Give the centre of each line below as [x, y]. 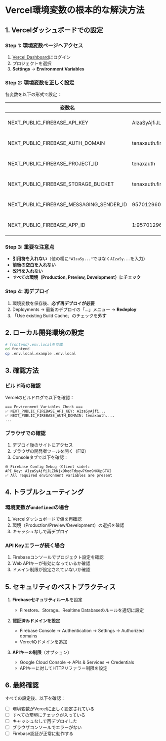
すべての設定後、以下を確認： [35, 698]
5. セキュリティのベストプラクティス [61, 587]
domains [28, 636]
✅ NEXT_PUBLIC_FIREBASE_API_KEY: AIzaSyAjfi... [56, 411]
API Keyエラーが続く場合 [35, 545]
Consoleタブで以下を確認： [40, 457]
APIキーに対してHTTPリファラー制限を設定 [63, 668]
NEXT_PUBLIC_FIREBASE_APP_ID [46, 225]
